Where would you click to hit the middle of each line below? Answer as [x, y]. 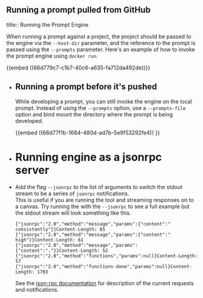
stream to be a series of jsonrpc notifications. [72, 193]
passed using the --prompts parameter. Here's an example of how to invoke [101, 49]
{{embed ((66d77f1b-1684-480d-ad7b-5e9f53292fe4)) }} [87, 133]
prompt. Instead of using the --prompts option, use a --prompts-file [100, 108]
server [32, 170]
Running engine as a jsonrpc [88, 157]
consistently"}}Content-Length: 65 [60, 229]
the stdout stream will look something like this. [73, 213]
